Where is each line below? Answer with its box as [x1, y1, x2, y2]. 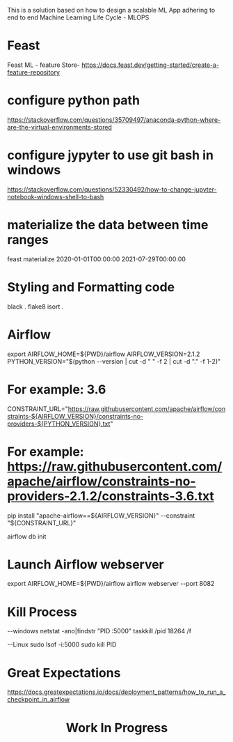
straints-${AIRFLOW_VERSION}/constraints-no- [7, 412, 144, 420]
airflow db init [7, 532, 47, 541]
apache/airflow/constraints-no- [7, 473, 196, 489]
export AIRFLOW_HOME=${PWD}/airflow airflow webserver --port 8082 [7, 580, 215, 588]
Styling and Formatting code [7, 279, 175, 295]
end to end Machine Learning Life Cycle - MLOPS [7, 13, 150, 22]
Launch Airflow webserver [7, 557, 165, 572]
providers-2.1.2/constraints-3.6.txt [7, 488, 214, 504]
